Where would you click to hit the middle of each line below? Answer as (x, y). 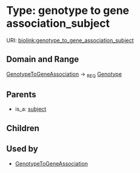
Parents (21, 94)
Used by (22, 149)
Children (23, 128)
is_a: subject (31, 109)
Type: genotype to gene (68, 11)
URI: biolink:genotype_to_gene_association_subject (70, 40)
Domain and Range (43, 59)
